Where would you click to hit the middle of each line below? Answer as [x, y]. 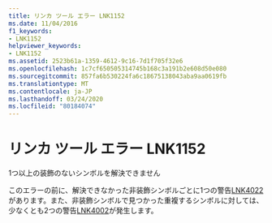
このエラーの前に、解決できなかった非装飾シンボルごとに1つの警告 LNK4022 [136, 191]
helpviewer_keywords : [45, 46]
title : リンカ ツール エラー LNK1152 [67, 16]
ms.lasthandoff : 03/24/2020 [56, 99]
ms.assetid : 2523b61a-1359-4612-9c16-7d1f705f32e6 [96, 62]
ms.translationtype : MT [49, 84]
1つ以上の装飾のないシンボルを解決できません [84, 173]
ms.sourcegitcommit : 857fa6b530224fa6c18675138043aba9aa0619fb [118, 76]
